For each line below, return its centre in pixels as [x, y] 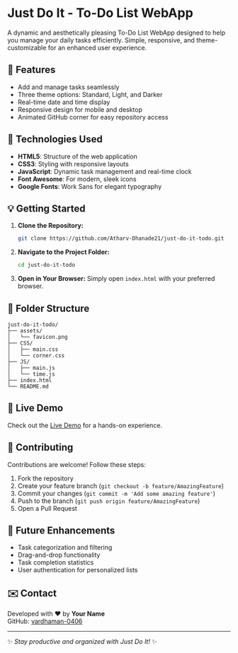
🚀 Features [32, 70]
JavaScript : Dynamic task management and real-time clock [105, 171]
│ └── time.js [31, 374]
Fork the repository [46, 478]
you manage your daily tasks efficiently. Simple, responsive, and [101, 40]
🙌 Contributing [40, 447]
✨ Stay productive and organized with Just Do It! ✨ [82, 642]
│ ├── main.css [33, 349]
